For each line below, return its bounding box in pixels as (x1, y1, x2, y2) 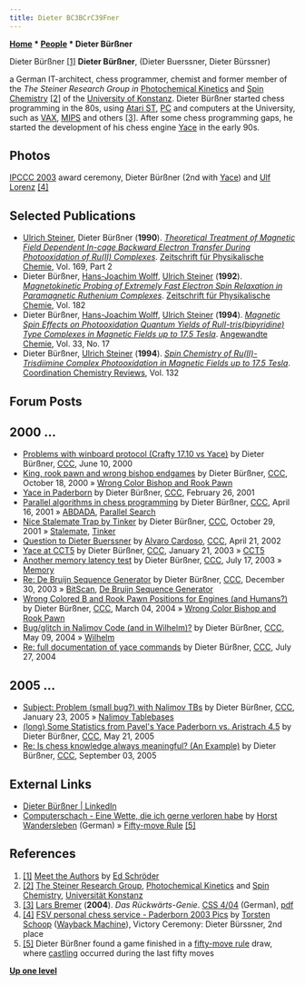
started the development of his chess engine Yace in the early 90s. (9, 122, 261, 133)
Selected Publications (9, 208, 136, 224)
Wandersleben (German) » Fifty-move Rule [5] (22, 820, 197, 831)
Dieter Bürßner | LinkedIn (22, 801, 117, 811)
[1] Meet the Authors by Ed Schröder (22, 870, 160, 881)
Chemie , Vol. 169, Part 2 (22, 261, 113, 273)
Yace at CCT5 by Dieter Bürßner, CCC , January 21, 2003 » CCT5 (22, 545, 265, 556)
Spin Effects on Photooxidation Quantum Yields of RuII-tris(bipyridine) (22, 319, 285, 330)
